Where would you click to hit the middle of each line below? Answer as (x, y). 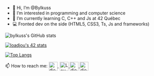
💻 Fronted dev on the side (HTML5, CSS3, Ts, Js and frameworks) (81, 24)
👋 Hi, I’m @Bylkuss (32, 8)
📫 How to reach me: (26, 65)
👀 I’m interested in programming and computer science (69, 13)
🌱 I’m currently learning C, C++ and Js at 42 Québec (66, 18)
